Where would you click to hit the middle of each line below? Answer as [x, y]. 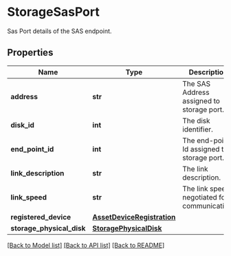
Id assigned [201, 149]
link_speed [29, 197]
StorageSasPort [53, 12]
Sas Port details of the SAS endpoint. [59, 31]
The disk [196, 120]
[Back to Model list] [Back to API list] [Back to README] [86, 245]
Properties [30, 53]
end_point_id [32, 149]
